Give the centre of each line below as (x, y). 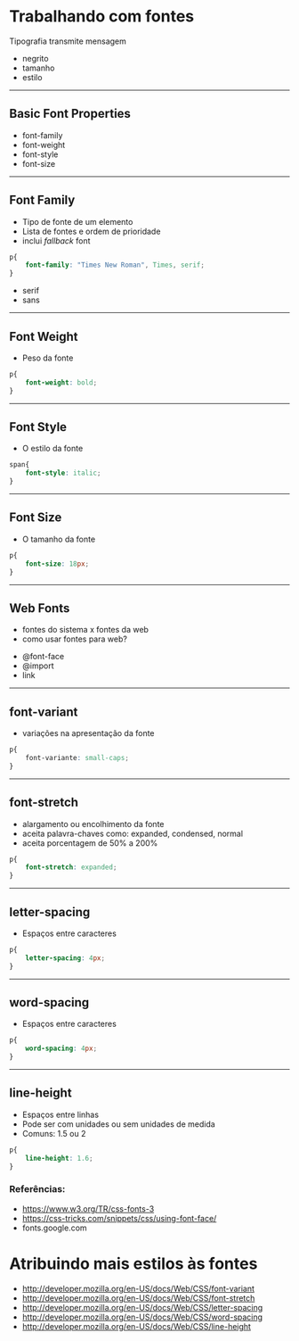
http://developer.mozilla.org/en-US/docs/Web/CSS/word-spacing (142, 1317)
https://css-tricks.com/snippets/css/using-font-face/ (119, 1218)
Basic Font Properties (70, 114)
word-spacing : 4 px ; (61, 1049)
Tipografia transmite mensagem (68, 41)
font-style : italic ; (63, 473)
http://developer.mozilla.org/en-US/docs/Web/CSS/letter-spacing (142, 1307)
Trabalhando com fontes (102, 17)
